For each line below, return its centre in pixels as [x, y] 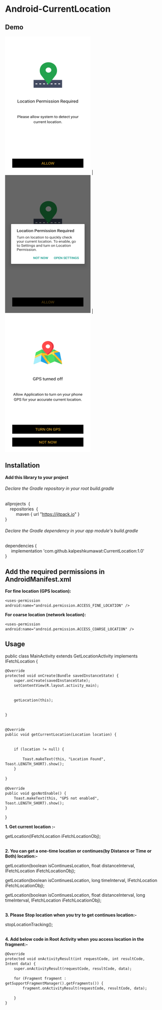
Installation [22, 466]
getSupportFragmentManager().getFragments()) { [54, 983]
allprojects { [18, 504]
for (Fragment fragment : [40, 978]
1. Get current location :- [30, 827]
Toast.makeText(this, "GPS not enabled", [56, 798]
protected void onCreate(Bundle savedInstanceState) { [62, 676]
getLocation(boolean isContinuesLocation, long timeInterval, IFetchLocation [81, 880]
